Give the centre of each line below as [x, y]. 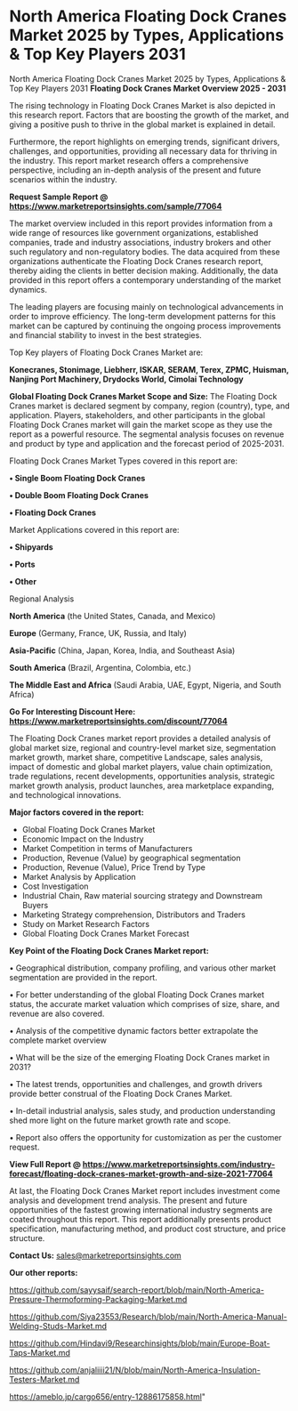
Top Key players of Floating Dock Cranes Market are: [106, 352]
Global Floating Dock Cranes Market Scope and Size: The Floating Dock [143, 396]
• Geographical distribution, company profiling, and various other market [143, 968]
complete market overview [58, 1040]
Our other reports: [44, 1272]
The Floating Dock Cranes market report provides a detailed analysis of [140, 738]
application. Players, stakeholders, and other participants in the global [137, 415]
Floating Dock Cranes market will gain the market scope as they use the [141, 424]
